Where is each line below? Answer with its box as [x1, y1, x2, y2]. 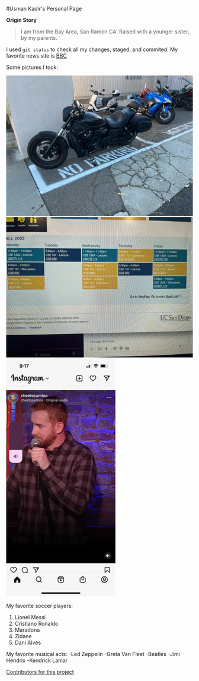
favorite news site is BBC [6, 52, 67, 59]
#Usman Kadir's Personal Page [6, 5, 82, 12]
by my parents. [20, 34, 57, 41]
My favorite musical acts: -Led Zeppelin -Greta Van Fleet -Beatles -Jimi [6, 651, 181, 657]
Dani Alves [14, 639, 41, 646]
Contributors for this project [6, 669, 74, 675]
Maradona [14, 626, 40, 633]
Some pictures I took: [6, 64, 58, 71]
